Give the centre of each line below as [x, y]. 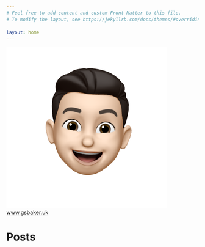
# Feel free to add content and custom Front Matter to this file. [94, 13]
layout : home [23, 32]
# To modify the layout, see [43, 19]
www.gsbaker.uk [27, 212]
